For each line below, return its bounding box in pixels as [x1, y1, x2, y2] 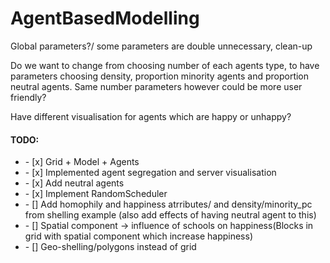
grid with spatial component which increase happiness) [24, 230, 253, 242]
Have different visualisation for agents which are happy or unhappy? [10, 110, 292, 122]
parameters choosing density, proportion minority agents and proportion [10, 70, 310, 82]
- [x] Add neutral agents [24, 177, 125, 189]
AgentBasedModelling [10, 7, 200, 30]
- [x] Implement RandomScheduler [24, 188, 168, 200]
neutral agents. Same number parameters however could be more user [10, 80, 303, 92]
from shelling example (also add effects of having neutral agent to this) [24, 209, 317, 221]
